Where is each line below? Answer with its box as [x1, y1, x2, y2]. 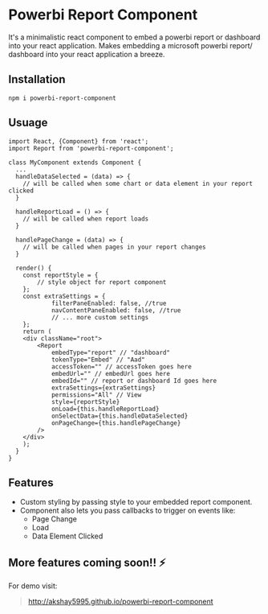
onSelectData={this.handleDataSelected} [51, 412, 189, 420]
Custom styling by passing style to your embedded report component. [19, 497, 253, 507]
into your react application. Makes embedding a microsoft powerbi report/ [8, 40, 253, 50]
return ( [22, 328, 52, 336]
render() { [15, 264, 52, 272]
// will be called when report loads [22, 215, 149, 223]
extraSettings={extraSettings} [51, 384, 156, 392]
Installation [8, 72, 66, 86]
